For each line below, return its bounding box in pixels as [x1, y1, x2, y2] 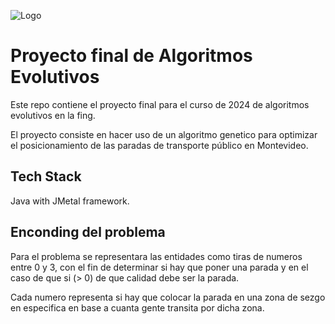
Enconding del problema [10, 224, 166, 241]
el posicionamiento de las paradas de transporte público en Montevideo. [10, 139, 309, 151]
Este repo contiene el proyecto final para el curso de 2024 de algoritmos [10, 98, 310, 110]
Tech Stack [10, 168, 82, 185]
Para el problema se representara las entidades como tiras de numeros [10, 250, 303, 262]
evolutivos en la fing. [10, 109, 96, 121]
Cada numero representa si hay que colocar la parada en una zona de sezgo [10, 291, 326, 303]
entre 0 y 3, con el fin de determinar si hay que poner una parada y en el [10, 261, 309, 273]
